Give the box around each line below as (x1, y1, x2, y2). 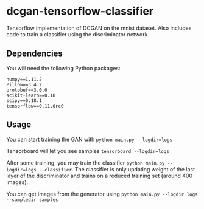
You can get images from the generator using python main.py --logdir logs (6, 190, 198, 197)
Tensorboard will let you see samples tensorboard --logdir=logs (6, 147, 169, 154)
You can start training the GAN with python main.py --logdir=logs (6, 135, 173, 143)
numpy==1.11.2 (6, 76, 43, 83)
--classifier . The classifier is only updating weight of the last (38, 165, 195, 173)
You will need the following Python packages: (6, 64, 121, 72)
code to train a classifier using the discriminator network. (6, 30, 150, 38)
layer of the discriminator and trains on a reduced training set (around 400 (6, 172, 193, 179)
